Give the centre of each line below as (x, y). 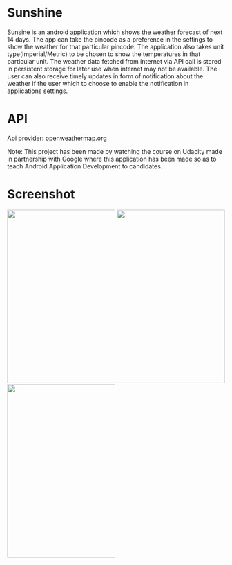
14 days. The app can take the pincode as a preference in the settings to (110, 39)
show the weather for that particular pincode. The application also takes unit (116, 46)
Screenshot (41, 194)
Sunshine (35, 13)
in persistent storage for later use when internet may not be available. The (112, 69)
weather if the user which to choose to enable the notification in (98, 83)
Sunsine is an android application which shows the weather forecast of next (115, 32)
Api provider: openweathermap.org (57, 138)
